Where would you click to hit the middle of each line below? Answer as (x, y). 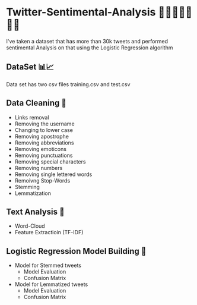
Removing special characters (50, 161)
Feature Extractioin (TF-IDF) (49, 232)
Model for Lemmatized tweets (51, 284)
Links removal (32, 117)
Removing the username (45, 124)
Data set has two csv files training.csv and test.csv (68, 84)
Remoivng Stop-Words (42, 180)
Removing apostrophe (42, 136)
